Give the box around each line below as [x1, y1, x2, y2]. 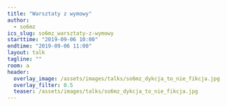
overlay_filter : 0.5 [13, 82, 73, 89]
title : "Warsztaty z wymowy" [7, 10, 92, 17]
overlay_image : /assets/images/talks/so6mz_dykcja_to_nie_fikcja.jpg [13, 75, 220, 82]
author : [7, 17, 30, 24]
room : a [7, 62, 30, 69]
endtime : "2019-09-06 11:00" [7, 43, 92, 50]
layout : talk [7, 50, 45, 56]
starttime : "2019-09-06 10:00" [7, 36, 98, 43]
